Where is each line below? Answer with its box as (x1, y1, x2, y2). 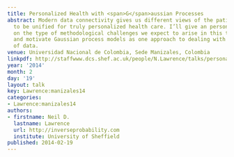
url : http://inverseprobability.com (13, 126, 120, 133)
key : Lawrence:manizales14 (7, 88, 86, 94)
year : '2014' (7, 62, 45, 69)
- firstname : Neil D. (7, 113, 70, 120)
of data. (13, 42, 39, 49)
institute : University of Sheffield (13, 133, 120, 140)
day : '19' (7, 74, 36, 82)
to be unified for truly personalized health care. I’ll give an (13, 23, 208, 30)
